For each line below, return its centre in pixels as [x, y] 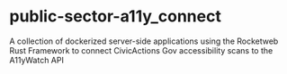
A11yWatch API [37, 60]
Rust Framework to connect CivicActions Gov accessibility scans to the [141, 50]
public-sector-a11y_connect [116, 16]
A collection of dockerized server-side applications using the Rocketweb [144, 41]
